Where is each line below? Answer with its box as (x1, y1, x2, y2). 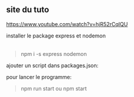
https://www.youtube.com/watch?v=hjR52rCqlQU (6, 20, 128, 27)
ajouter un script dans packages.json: (6, 62, 99, 69)
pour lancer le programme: (6, 74, 72, 81)
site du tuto (6, 5, 49, 15)
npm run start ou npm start (20, 85, 88, 92)
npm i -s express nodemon (20, 51, 88, 58)
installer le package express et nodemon (6, 32, 106, 39)
